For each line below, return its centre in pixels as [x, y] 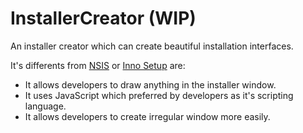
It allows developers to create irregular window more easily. [147, 116]
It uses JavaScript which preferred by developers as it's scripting [159, 95]
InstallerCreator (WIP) [103, 18]
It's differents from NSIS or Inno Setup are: [98, 65]
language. [45, 106]
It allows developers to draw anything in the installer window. [150, 84]
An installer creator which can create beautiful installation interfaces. [152, 46]
